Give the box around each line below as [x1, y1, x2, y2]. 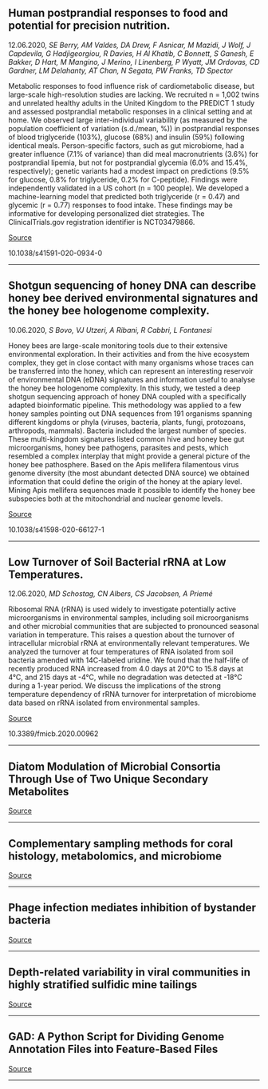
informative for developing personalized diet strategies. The [8, 208, 205, 218]
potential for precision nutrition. [8, 19, 171, 33]
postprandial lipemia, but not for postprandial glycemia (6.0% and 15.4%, [8, 158, 248, 167]
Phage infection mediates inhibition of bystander [8, 901, 257, 915]
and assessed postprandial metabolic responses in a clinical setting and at [8, 106, 253, 116]
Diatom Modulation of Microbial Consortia [8, 759, 221, 773]
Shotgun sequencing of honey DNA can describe [8, 279, 257, 293]
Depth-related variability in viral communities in [8, 966, 251, 979]
